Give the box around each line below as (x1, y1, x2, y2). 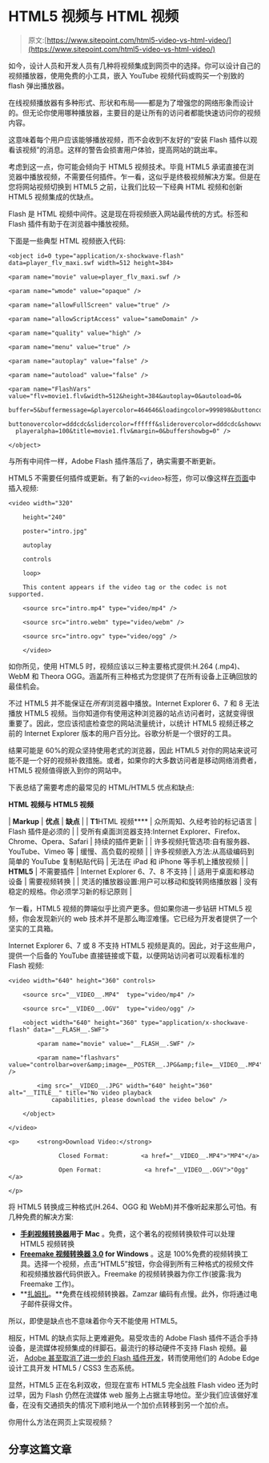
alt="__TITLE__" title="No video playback (8, 1088, 152, 1097)
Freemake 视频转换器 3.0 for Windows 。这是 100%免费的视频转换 (19, 1248, 242, 1258)
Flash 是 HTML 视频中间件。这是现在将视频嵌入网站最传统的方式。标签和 (8, 209, 248, 219)
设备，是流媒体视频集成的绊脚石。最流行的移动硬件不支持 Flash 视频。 (8, 1343, 241, 1352)
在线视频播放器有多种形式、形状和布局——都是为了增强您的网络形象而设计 (8, 98, 254, 107)
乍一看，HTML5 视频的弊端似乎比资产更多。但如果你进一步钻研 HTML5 (8, 903, 243, 913)
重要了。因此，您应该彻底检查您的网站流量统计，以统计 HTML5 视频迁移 (8, 718, 247, 728)
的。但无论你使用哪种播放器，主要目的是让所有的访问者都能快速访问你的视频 (8, 107, 261, 117)
